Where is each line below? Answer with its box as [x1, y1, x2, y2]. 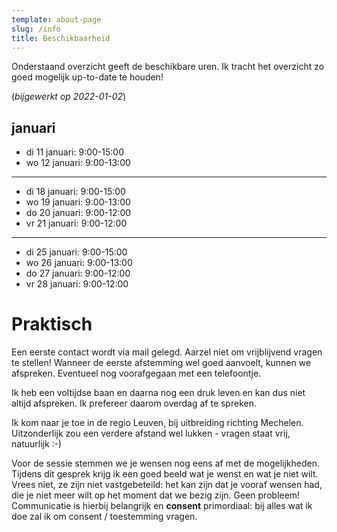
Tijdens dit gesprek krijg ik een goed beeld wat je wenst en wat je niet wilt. [11, 468, 319, 480]
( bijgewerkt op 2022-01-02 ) [11, 91, 127, 103]
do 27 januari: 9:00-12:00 [25, 267, 131, 280]
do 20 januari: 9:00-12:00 [25, 207, 132, 219]
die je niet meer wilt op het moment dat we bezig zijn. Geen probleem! [11, 489, 301, 501]
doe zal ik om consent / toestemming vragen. [11, 511, 198, 523]
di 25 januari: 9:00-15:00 [25, 246, 128, 258]
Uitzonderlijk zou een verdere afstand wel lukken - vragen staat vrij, [11, 427, 291, 440]
